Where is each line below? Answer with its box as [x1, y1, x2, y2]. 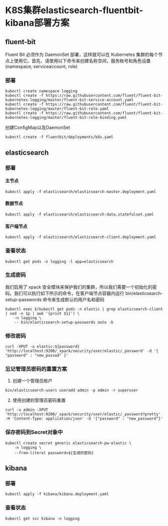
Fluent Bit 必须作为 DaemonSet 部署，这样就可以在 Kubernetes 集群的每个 [5, 51, 158, 57]
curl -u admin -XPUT [5, 407, 49, 413]
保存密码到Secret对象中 [5, 429, 63, 436]
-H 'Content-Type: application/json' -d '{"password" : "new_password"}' [5, 416, 163, 421]
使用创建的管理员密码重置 [12, 397, 66, 403]
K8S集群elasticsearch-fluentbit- [5, 5, 143, 16]
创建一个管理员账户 [12, 378, 53, 384]
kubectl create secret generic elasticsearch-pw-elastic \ [5, 440, 132, 445]
